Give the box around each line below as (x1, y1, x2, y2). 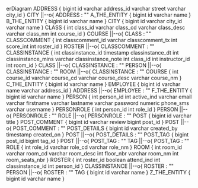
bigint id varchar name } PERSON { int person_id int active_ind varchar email (6, 93, 192, 100)
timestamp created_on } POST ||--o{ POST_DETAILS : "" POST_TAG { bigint (6, 131, 189, 138)
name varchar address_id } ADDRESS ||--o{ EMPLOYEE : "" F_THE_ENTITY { (6, 87, 193, 94)
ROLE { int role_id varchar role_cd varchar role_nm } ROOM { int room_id (6, 144, 182, 151)
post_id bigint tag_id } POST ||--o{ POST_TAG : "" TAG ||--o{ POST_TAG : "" (6, 138, 190, 144)
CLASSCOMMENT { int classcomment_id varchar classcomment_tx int (6, 37, 178, 43)
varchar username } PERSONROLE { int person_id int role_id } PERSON (6, 106, 178, 113)
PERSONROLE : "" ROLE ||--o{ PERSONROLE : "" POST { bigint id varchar (12, 112, 192, 119)
